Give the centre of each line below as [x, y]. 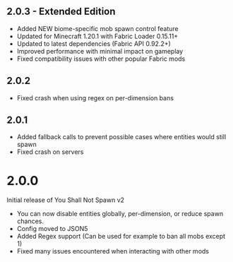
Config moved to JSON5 [52, 229]
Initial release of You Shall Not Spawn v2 [66, 200]
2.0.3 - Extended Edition [61, 12]
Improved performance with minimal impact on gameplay [100, 51]
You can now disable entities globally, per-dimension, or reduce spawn [120, 214]
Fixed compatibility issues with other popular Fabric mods [101, 59]
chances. [30, 221]
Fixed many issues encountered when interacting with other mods [113, 251]
